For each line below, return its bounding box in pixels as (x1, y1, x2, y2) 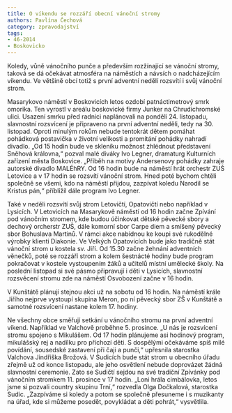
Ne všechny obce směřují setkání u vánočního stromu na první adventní (7, 316, 213, 324)
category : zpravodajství (7, 23, 79, 30)
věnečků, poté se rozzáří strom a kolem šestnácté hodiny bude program (7, 252, 214, 260)
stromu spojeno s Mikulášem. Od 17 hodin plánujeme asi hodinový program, (7, 331, 224, 339)
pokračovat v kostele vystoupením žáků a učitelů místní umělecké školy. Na (7, 260, 224, 267)
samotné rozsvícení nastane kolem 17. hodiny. (7, 303, 138, 310)
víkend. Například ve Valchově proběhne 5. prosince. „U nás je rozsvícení (7, 324, 217, 331)
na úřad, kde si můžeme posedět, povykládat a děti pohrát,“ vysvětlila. (7, 398, 209, 405)
